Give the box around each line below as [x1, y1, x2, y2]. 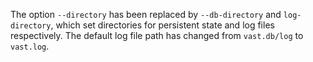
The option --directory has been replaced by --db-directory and [10, 9, 282, 20]
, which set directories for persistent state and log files [50, 19, 275, 31]
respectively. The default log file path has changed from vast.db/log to [10, 30, 304, 41]
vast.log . [10, 40, 50, 52]
